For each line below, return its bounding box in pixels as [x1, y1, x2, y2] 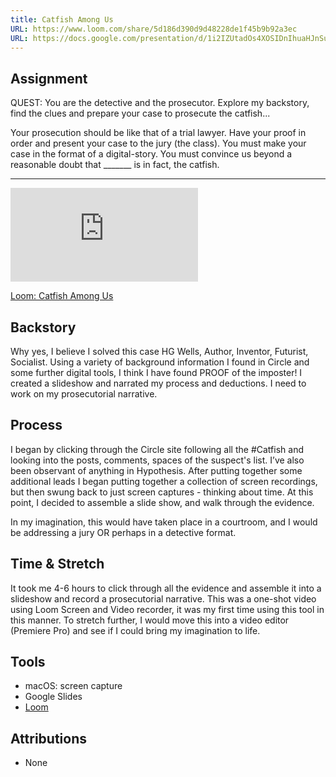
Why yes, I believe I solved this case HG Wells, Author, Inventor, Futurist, [10, 346, 309, 357]
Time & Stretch [10, 556, 105, 573]
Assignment [10, 70, 88, 87]
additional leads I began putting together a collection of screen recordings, [10, 475, 318, 487]
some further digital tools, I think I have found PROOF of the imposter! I [10, 367, 303, 378]
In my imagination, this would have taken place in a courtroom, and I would [10, 516, 318, 528]
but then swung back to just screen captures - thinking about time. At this [10, 486, 314, 498]
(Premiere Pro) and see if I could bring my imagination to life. [10, 624, 261, 636]
